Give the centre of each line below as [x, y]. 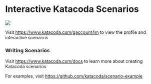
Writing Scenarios [27, 50]
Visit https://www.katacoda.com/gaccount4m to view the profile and [75, 32]
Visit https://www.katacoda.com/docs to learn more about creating [74, 61]
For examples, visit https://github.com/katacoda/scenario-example [74, 76]
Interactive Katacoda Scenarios [72, 9]
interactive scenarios [27, 37]
